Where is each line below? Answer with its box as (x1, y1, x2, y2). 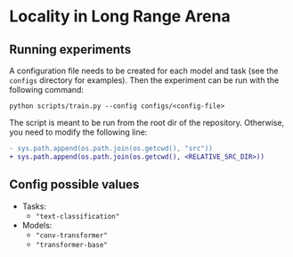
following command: (9, 85, 85, 95)
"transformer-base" (35, 240, 109, 249)
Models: (21, 220, 53, 230)
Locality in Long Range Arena (9, 6, 231, 27)
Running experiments (9, 42, 132, 57)
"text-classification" (35, 211, 120, 220)
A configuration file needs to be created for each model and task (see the (9, 65, 279, 76)
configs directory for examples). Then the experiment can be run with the (9, 75, 280, 86)
